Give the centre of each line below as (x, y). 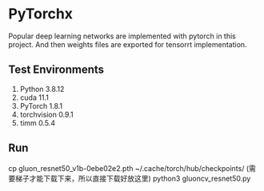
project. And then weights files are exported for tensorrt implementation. (128, 44)
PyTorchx (41, 14)
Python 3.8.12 (42, 89)
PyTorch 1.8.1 (41, 105)
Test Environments (56, 70)
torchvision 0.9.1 (46, 114)
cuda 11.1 (34, 97)
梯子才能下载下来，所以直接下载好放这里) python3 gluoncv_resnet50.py (133, 178)
